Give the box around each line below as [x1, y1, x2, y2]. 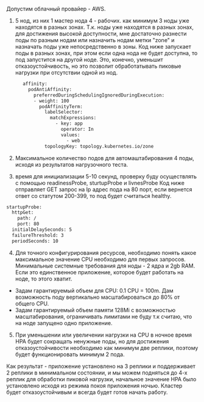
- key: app [55, 120, 83, 127]
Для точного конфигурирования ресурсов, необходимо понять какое [15, 249, 197, 256]
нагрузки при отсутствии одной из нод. [15, 69, 118, 76]
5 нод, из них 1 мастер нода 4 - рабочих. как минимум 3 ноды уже [15, 17, 190, 24]
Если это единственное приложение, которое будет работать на [15, 268, 184, 276]
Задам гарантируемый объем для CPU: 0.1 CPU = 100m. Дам [15, 287, 174, 294]
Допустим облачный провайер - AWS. [6, 5, 106, 12]
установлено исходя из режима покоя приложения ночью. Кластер [6, 382, 183, 389]
